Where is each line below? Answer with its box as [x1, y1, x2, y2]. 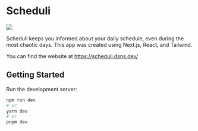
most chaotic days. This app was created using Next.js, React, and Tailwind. [6, 41, 193, 48]
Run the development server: [6, 85, 77, 92]
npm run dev [6, 97, 36, 103]
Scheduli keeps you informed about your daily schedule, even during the [6, 34, 184, 42]
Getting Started [6, 70, 65, 80]
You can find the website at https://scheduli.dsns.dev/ [6, 52, 139, 60]
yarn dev [6, 108, 28, 114]
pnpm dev [6, 119, 28, 125]
